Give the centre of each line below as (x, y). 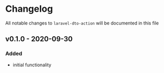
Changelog (29, 9)
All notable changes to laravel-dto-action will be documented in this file (82, 23)
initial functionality (32, 65)
